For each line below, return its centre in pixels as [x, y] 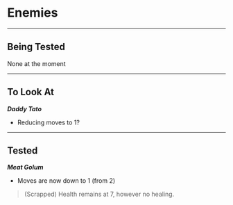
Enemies [33, 13]
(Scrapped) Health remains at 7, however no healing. [99, 194]
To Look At [31, 92]
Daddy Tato [25, 108]
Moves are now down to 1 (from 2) [66, 181]
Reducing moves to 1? [48, 122]
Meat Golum [25, 167]
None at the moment [36, 63]
